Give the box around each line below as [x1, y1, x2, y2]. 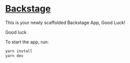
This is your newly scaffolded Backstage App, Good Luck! [5, 19, 125, 25]
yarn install [5, 48, 33, 53]
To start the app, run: [5, 38, 49, 45]
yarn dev [5, 53, 24, 58]
